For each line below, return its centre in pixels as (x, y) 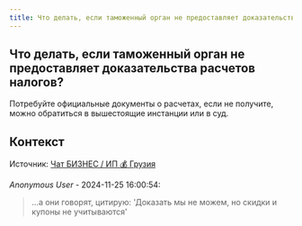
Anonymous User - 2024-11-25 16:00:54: (85, 185)
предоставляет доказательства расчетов (133, 68)
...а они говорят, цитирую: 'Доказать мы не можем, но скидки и (154, 203)
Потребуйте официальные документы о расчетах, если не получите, (142, 104)
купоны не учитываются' (79, 212)
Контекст (37, 142)
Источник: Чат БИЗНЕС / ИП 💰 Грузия (82, 164)
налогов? (37, 82)
